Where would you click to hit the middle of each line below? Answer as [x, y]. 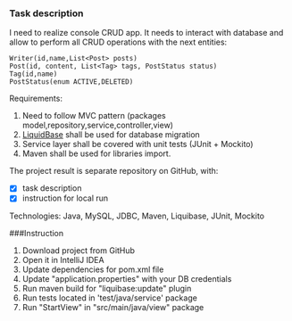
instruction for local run [65, 198]
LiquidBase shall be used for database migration [111, 135]
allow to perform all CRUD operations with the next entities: [118, 42]
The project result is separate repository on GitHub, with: [114, 171]
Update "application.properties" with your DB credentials [127, 279]
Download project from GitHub [79, 251]
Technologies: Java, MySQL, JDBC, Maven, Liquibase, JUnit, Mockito [137, 216]
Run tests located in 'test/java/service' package [110, 298]
